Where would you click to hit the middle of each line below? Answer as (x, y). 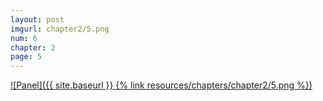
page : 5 (26, 57)
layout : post (37, 19)
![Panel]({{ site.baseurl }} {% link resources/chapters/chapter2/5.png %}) (161, 85)
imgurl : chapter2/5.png (60, 29)
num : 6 (24, 38)
